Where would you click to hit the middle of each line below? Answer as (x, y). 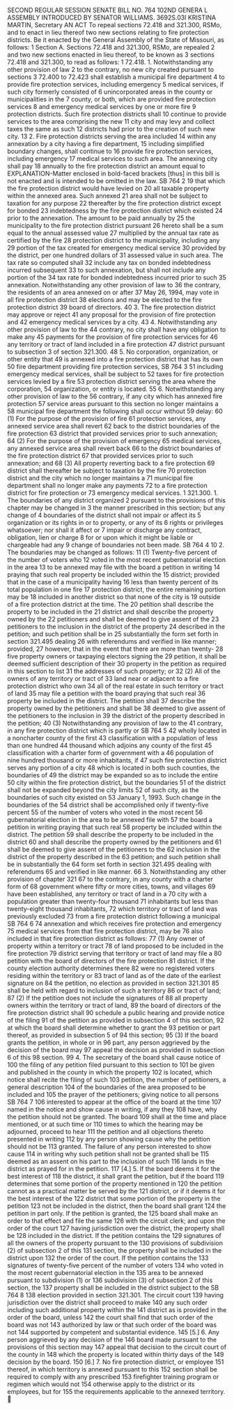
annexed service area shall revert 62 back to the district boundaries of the (114, 426)
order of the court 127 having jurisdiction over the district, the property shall (116, 1228)
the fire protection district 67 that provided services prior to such (100, 456)
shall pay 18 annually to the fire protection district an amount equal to (106, 166)
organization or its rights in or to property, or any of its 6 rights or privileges (116, 523)
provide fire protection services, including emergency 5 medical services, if (116, 84)
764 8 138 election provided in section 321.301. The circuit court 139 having (116, 1295)
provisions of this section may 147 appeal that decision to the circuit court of (117, 1347)
